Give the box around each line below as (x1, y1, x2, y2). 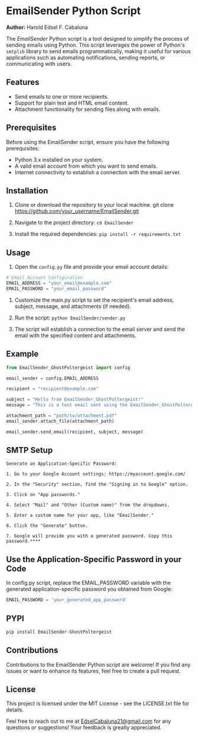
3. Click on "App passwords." (6, 492, 81, 498)
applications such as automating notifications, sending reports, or (6, 54, 166, 61)
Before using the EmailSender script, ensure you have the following (6, 138, 170, 145)
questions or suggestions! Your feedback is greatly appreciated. (6, 724, 162, 731)
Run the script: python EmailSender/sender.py (14, 314, 126, 321)
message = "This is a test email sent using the (6, 402, 128, 408)
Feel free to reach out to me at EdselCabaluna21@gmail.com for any (6, 718, 171, 725)
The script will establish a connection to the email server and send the (14, 325, 186, 332)
